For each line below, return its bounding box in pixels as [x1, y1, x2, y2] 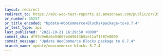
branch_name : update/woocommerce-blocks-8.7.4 [4, 43, 101, 48]
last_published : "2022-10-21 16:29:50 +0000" [4, 30, 98, 35]
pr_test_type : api [4, 25, 42, 30]
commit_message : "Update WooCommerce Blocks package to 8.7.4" [4, 39, 136, 44]
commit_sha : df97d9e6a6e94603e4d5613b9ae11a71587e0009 [4, 35, 118, 39]
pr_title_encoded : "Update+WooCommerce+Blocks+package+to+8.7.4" [4, 20, 140, 26]
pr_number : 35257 [4, 16, 40, 21]
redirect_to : [4, 12, 31, 17]
